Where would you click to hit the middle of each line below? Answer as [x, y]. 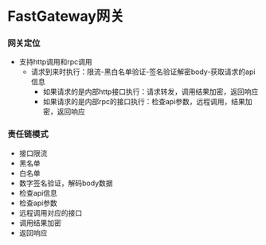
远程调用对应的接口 [51, 212]
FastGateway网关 [66, 16]
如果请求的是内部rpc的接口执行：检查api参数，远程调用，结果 [144, 102]
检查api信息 [38, 192]
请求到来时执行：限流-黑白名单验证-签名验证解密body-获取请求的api [143, 72]
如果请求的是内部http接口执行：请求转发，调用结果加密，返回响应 [151, 91]
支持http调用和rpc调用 [55, 62]
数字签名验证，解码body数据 [66, 183]
